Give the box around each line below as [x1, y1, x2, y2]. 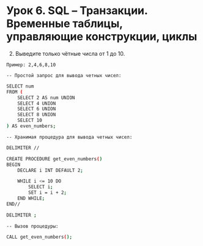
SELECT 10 [17, 117, 43, 124]
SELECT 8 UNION [17, 111, 56, 118]
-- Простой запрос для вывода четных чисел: [6, 72, 122, 78]
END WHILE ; [17, 195, 45, 202]
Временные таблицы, [6, 17, 123, 31]
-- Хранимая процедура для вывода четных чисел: [6, 134, 133, 140]
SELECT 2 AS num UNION [17, 94, 75, 101]
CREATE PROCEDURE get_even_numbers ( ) [6, 155, 103, 162]
